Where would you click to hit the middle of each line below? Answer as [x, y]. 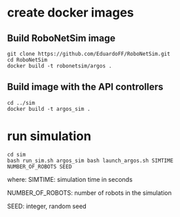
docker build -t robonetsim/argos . [59, 66]
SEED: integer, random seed [47, 206]
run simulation [49, 136]
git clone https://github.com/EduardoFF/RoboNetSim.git [89, 54]
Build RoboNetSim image [61, 38]
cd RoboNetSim [27, 60]
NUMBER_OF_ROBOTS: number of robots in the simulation [89, 193]
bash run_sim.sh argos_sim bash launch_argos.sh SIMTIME [90, 161]
